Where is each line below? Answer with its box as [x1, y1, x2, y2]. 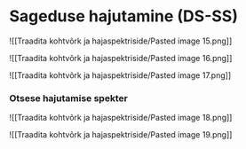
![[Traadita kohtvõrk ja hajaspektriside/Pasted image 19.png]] [9, 129, 233, 140]
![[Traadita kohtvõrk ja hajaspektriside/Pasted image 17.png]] [9, 69, 232, 81]
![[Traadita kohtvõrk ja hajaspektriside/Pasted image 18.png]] [9, 113, 233, 123]
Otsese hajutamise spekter [9, 91, 129, 104]
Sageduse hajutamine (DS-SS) [9, 6, 238, 27]
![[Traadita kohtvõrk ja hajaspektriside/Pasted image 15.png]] [9, 35, 233, 46]
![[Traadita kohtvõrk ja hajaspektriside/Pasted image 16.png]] [9, 52, 233, 63]
